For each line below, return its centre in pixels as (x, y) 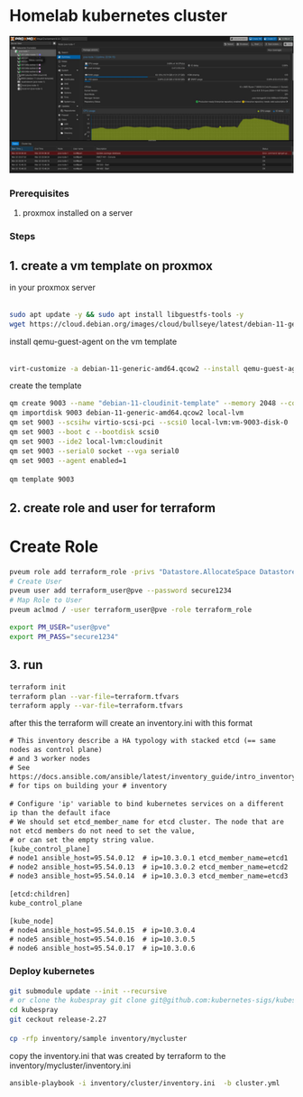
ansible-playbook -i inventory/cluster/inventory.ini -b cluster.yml (145, 1083)
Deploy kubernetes (52, 971)
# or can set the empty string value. (82, 841)
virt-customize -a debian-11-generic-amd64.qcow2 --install (125, 368)
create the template (46, 386)
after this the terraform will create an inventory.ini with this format (131, 723)
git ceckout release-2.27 (58, 1020)
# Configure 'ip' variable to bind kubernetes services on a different (147, 804)
